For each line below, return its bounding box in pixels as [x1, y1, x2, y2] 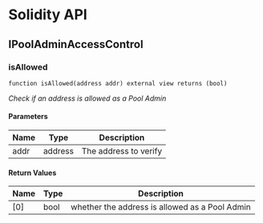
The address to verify [81, 145, 163, 157]
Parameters [8, 112, 48, 121]
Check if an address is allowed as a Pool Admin [8, 94, 167, 103]
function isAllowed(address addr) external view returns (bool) [8, 79, 228, 87]
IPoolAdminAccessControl [8, 38, 144, 51]
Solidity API [8, 6, 88, 24]
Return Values [8, 168, 57, 177]
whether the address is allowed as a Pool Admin [71, 201, 251, 213]
